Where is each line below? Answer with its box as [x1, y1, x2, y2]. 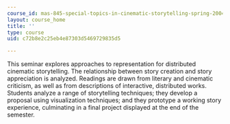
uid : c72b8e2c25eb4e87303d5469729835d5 [7, 35, 121, 42]
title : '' [7, 22, 36, 29]
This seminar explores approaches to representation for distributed [7, 60, 196, 68]
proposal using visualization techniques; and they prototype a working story [7, 96, 222, 104]
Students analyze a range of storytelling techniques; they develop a [7, 89, 198, 97]
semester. [7, 110, 36, 119]
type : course [7, 29, 44, 36]
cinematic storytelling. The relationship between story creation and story [7, 67, 212, 76]
